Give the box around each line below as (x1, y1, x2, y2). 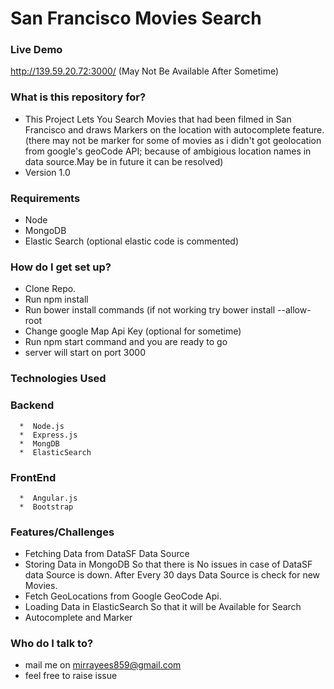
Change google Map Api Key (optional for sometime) (24, 325, 242, 337)
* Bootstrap (19, 502, 74, 512)
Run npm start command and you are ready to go (24, 336, 228, 348)
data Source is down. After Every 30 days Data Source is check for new (24, 569, 321, 581)
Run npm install (24, 293, 89, 306)
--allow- (277, 304, 312, 316)
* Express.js (19, 430, 78, 440)
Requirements (10, 191, 81, 205)
